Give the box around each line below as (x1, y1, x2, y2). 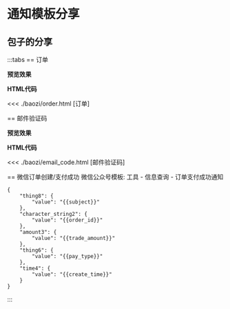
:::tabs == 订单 (7, 56, 48, 63)
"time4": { (19, 265, 51, 272)
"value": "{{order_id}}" (32, 217, 103, 223)
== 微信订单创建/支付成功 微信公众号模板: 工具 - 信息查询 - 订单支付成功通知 (7, 173, 224, 181)
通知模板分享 (7, 6, 81, 22)
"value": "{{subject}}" (32, 199, 100, 206)
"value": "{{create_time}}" (32, 271, 112, 278)
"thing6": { (19, 247, 54, 254)
